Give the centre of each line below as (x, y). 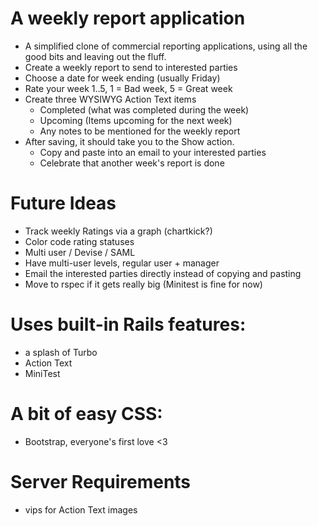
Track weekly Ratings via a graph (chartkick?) (118, 231)
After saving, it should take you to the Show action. (129, 141)
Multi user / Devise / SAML (80, 252)
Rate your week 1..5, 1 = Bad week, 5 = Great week (128, 88)
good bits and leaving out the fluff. (95, 56)
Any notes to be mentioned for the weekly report (140, 131)
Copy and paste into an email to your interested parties (153, 152)
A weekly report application (128, 18)
